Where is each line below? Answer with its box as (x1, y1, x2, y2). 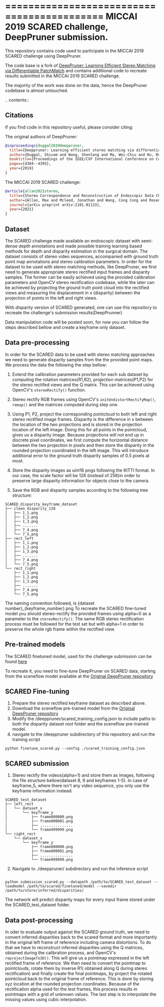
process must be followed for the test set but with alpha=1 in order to (5, 621, 144, 627)
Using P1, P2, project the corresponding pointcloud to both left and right (12, 411, 157, 417)
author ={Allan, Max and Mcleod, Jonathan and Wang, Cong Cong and (9, 197, 147, 203)
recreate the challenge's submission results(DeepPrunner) (5, 309, 123, 315)
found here (5, 658, 27, 664)
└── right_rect (5, 832, 36, 836)
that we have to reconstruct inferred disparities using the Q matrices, (5, 944, 144, 950)
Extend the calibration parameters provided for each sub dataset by (12, 371, 149, 377)
